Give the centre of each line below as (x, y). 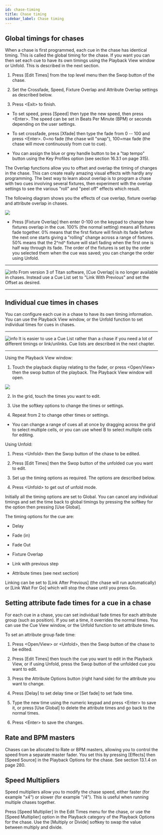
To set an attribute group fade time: (41, 635)
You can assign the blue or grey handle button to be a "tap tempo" (78, 154)
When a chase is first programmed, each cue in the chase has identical (76, 50)
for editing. (23, 435)
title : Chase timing (26, 14)
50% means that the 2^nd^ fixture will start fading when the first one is (83, 243)
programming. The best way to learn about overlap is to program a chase (78, 178)
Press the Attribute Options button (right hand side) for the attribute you (84, 679)
